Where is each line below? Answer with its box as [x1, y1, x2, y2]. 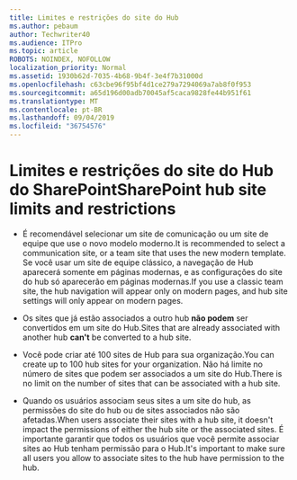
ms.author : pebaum [9, 22, 78, 31]
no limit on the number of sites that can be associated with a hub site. [22, 378, 281, 388]
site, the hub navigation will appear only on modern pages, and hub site [22, 285, 288, 297]
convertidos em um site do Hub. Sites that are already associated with [22, 322, 281, 333]
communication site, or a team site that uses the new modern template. [22, 247, 286, 258]
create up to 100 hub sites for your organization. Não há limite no [22, 359, 264, 369]
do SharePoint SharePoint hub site [9, 180, 267, 200]
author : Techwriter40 [9, 30, 91, 39]
